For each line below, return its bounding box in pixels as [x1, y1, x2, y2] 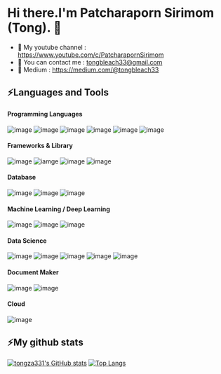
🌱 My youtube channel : [17, 43, 86, 51]
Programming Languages [7, 109, 83, 118]
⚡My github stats [7, 337, 84, 349]
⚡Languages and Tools [7, 86, 109, 99]
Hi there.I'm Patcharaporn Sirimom [7, 5, 215, 21]
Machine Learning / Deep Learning [7, 205, 111, 213]
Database [7, 173, 36, 182]
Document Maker [7, 268, 59, 276]
